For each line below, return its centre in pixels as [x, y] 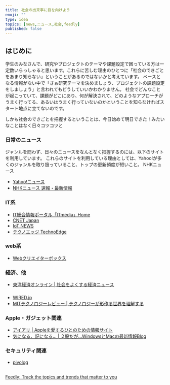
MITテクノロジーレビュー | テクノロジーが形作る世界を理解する [78, 304]
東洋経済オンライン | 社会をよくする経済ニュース [63, 284]
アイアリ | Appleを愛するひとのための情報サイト [62, 330]
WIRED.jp [22, 298]
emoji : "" [16, 15]
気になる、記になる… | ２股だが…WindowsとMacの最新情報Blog [79, 336]
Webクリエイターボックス [39, 258]
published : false [24, 29]
